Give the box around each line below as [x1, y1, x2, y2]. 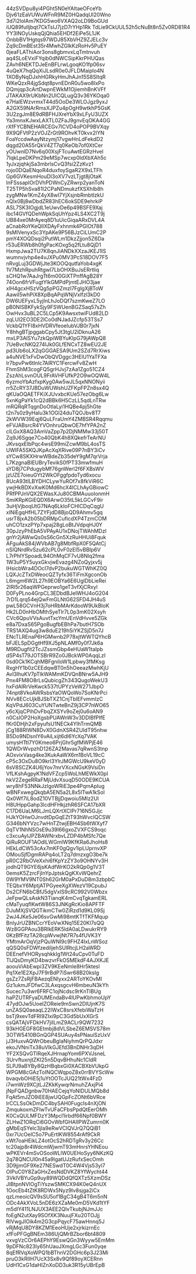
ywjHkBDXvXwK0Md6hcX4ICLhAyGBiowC [6, 484, 109, 491]
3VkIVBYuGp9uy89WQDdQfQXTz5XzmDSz [6, 1174, 111, 1181]
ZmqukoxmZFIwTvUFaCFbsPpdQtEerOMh [6, 1106, 108, 1113]
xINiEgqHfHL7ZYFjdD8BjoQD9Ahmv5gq [6, 509, 103, 516]
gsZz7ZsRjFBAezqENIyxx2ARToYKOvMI [6, 975, 102, 982]
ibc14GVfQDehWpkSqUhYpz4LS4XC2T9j [6, 210, 105, 217]
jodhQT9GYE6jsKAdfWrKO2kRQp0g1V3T [6, 864, 105, 870]
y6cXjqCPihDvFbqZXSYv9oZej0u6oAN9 [6, 708, 104, 715]
